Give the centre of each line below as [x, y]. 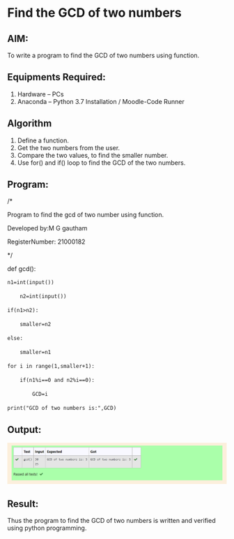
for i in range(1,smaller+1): [51, 367]
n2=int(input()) [44, 297]
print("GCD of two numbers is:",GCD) [62, 408]
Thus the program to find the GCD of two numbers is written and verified [111, 521]
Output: [24, 430]
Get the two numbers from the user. [69, 147]
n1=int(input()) [31, 283]
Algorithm [30, 124]
